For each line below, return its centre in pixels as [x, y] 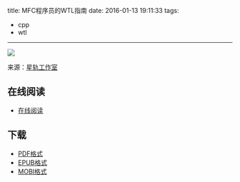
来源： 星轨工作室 [32, 67]
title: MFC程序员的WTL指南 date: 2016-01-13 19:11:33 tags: [93, 10]
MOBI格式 [32, 171]
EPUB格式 [32, 162]
